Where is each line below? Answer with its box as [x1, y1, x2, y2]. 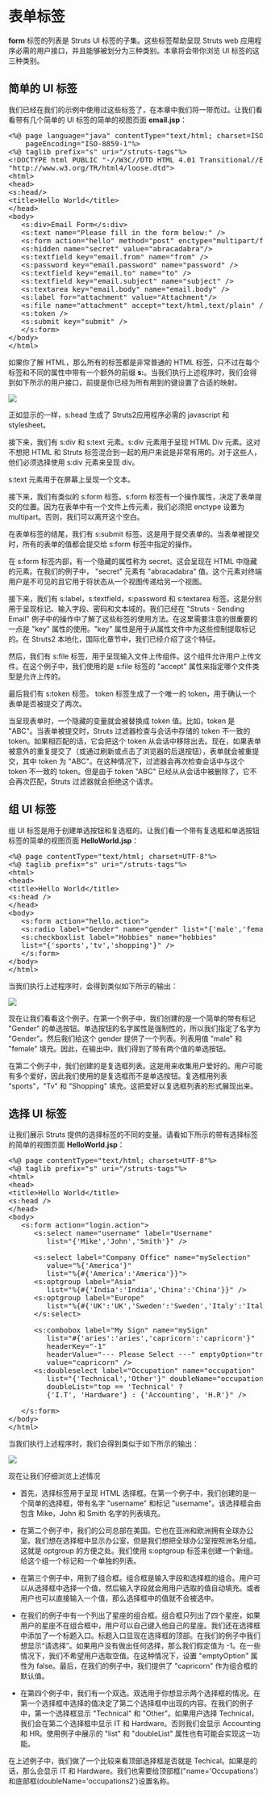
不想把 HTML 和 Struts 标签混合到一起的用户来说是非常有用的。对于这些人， [8, 447, 261, 457]
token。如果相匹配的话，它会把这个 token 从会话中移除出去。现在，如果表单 [8, 736, 262, 746]
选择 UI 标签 [8, 1106, 67, 1120]
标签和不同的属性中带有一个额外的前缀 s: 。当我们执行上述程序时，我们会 [8, 367, 250, 377]
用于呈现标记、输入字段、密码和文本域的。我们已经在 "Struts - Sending [8, 604, 244, 613]
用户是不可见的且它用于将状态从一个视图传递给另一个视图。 [8, 576, 206, 586]
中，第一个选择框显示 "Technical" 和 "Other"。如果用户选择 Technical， [19, 1708, 259, 1718]
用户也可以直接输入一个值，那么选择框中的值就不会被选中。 [19, 1594, 219, 1603]
